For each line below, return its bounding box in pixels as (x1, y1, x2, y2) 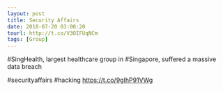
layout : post (7, 10, 45, 17)
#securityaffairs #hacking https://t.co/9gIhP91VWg (7, 76, 153, 84)
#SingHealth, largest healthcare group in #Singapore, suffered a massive (7, 55, 217, 63)
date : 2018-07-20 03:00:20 (7, 23, 86, 30)
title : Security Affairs (7, 17, 79, 24)
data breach (7, 63, 42, 71)
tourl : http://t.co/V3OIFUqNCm (7, 29, 98, 37)
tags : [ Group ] (7, 36, 49, 43)
